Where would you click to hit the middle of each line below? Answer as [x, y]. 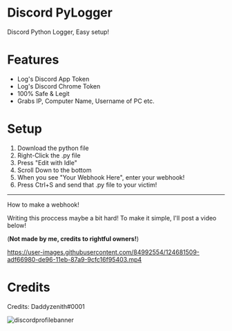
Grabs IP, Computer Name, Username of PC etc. [86, 101]
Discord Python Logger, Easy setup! [58, 32]
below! [17, 225]
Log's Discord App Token [53, 79]
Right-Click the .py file [49, 155]
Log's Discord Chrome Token [59, 86]
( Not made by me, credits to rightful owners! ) [73, 238]
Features [33, 60]
